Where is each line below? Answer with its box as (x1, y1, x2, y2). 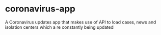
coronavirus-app (5, 3, 76, 14)
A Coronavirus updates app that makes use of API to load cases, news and (5, 19, 156, 25)
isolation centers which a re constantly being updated (5, 24, 114, 30)
